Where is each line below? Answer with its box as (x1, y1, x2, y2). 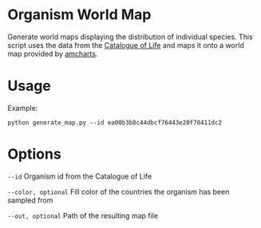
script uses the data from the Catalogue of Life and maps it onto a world (7, 40, 244, 49)
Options (7, 145, 61, 163)
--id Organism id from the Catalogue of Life (7, 171, 152, 181)
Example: (7, 103, 38, 112)
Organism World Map (7, 6, 152, 24)
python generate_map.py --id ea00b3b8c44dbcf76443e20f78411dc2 (7, 118, 223, 127)
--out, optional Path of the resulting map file (7, 210, 159, 220)
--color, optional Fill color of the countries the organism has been (7, 187, 230, 196)
